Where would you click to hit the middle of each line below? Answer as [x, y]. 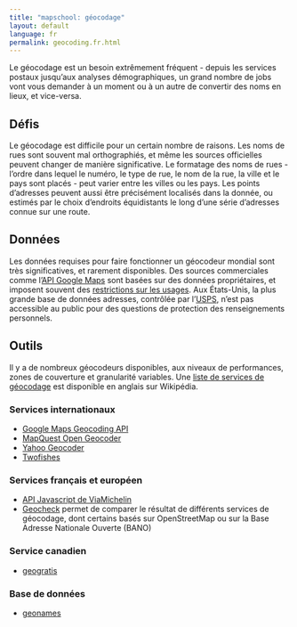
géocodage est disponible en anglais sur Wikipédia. [104, 386]
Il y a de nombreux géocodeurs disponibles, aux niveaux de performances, [147, 367]
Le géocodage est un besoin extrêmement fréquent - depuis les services [143, 68]
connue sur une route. [50, 212]
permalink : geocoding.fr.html [65, 42]
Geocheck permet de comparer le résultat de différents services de [145, 509]
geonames [41, 613]
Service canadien [48, 551]
